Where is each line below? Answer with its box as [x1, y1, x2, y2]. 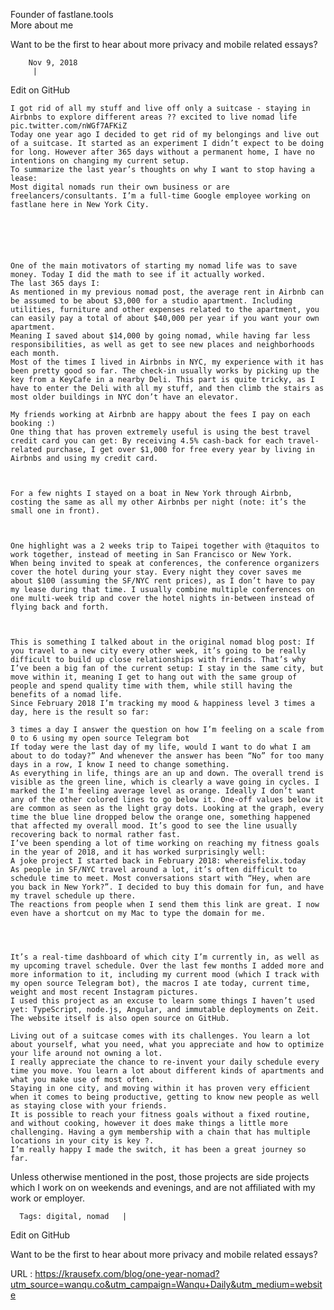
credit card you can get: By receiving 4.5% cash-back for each [10, 436, 284, 446]
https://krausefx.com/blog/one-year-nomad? [34, 1268, 220, 1279]
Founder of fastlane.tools [10, 9, 114, 20]
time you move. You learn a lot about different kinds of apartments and [10, 1066, 325, 1076]
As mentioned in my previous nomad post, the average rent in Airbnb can [10, 287, 325, 297]
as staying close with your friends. [10, 1101, 168, 1111]
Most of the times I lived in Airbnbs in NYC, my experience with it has [10, 357, 325, 367]
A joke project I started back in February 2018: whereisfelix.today [10, 856, 307, 866]
